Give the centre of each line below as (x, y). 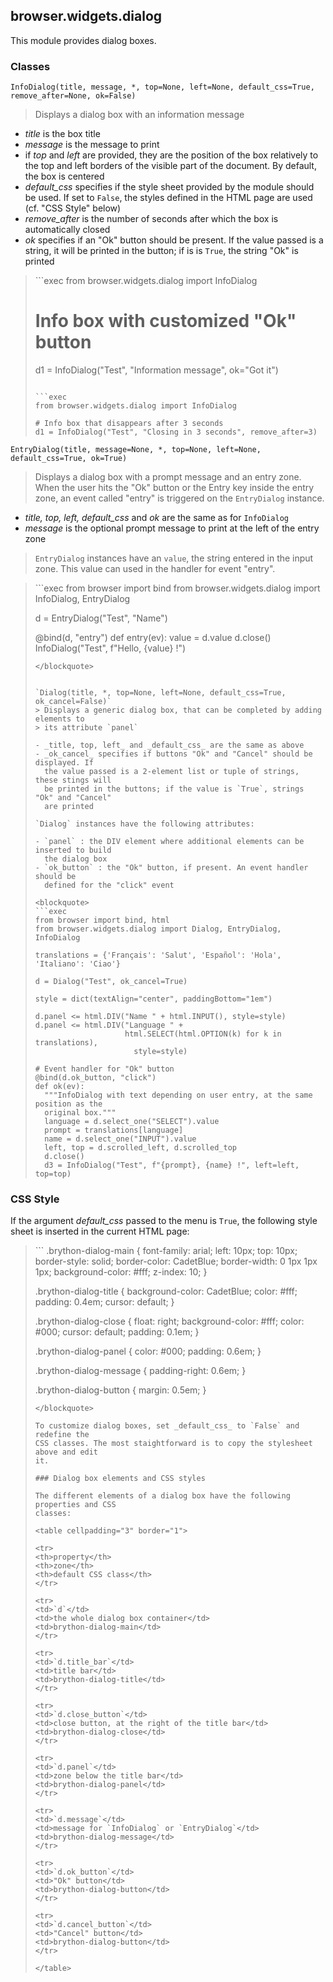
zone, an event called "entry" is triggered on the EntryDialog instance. (179, 498)
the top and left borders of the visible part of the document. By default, (170, 166)
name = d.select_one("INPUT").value (120, 1139)
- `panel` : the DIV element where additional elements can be (169, 842)
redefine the (62, 1435)
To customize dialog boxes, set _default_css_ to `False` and (167, 1426)
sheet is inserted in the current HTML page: (100, 1231)
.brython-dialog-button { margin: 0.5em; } (120, 1390)
